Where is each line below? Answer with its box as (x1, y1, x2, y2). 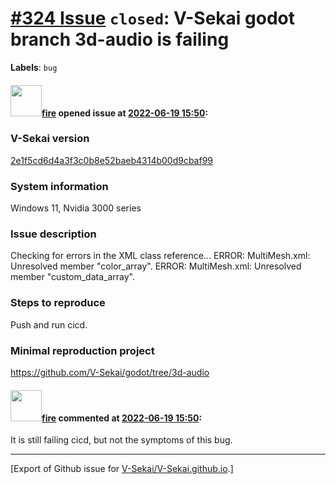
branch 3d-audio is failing (10, 28, 230, 51)
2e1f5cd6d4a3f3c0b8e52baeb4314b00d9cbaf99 (10, 154, 214, 166)
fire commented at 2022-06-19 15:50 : (41, 412, 203, 424)
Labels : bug (10, 61, 58, 73)
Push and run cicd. (10, 318, 88, 331)
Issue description (10, 227, 97, 241)
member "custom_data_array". (10, 271, 135, 283)
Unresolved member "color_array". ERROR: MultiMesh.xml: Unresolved (10, 260, 302, 272)
